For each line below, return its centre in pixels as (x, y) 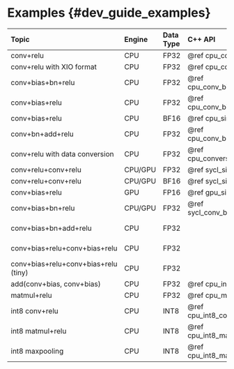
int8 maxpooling (37, 351)
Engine (136, 39)
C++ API (202, 39)
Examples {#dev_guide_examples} (109, 13)
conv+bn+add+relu (42, 134)
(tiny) (19, 272)
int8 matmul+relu (39, 331)
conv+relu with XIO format (54, 66)
